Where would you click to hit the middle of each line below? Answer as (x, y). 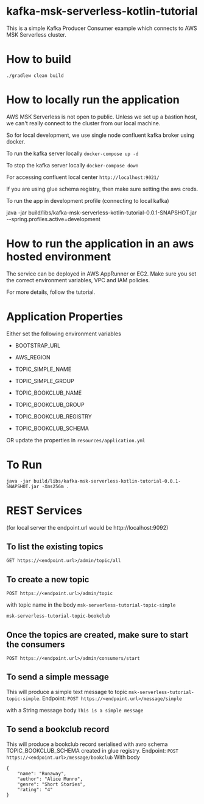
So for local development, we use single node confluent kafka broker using (100, 135)
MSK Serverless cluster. (37, 34)
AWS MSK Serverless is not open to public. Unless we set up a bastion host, (102, 117)
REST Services (44, 510)
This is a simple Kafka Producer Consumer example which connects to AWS (102, 28)
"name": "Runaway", (42, 773)
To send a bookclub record (58, 729)
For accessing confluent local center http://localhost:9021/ (83, 177)
